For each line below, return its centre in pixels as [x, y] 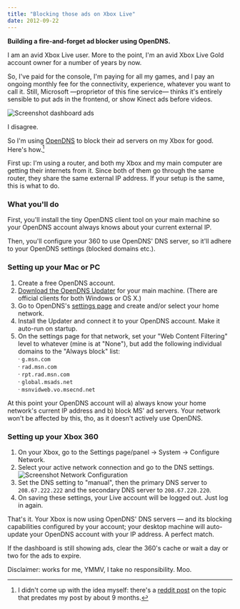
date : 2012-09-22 [33, 21]
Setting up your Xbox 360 [53, 436]
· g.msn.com [34, 358]
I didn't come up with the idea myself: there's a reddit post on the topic [122, 590]
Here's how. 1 [26, 149]
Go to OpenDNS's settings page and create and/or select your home [118, 306]
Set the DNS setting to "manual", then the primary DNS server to [112, 483]
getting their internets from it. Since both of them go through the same [111, 171]
